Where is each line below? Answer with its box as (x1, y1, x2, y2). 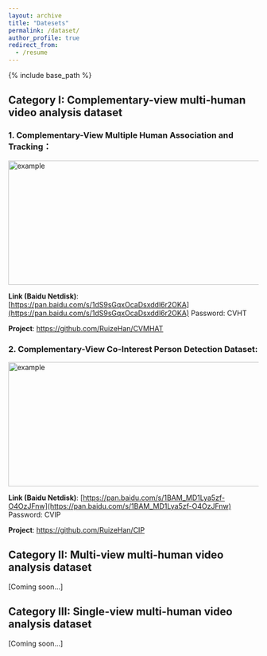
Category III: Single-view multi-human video (8, 605, 233, 619)
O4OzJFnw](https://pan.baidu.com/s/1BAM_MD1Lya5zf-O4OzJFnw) (8, 501, 232, 510)
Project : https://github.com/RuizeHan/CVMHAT (8, 323, 164, 333)
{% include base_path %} (8, 71, 92, 80)
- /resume (15, 49, 48, 57)
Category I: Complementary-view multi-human (8, 93, 246, 107)
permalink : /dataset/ (8, 26, 80, 34)
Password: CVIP (8, 510, 61, 519)
